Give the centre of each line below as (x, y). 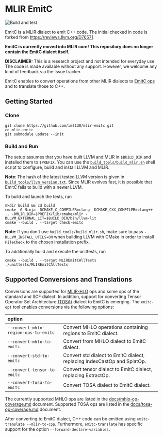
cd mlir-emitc (19, 130)
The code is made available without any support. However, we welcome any (81, 66)
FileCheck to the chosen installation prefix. (48, 242)
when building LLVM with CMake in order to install (104, 237)
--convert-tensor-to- (32, 370)
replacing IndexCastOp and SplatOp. (105, 361)
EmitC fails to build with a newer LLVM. (44, 187)
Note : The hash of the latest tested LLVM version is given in (65, 177)
